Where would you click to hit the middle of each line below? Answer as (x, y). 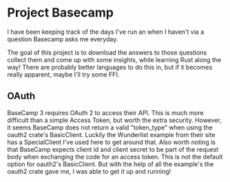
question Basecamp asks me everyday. (63, 39)
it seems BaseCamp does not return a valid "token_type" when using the (110, 127)
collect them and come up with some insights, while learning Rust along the (114, 59)
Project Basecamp (61, 13)
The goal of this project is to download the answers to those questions (107, 52)
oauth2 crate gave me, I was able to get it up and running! (89, 171)
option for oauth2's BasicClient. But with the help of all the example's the (111, 164)
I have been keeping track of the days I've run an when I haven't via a (106, 32)
